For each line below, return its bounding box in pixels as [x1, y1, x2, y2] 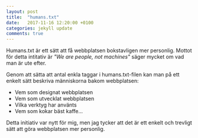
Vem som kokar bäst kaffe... [14, 108, 83, 115]
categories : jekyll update [6, 25, 73, 31]
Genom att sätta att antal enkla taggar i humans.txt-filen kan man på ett [6, 71, 180, 78]
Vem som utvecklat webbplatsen [14, 95, 95, 102]
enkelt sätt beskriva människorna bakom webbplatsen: [6, 78, 139, 85]
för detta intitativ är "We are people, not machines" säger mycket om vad [6, 53, 184, 60]
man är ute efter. [6, 60, 47, 67]
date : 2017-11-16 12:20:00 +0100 [6, 20, 94, 25]
